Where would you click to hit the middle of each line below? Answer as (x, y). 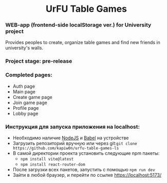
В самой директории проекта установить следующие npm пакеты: (86, 153)
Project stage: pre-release (39, 61)
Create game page (32, 97)
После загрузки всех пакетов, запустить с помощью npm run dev (84, 169)
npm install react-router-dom (53, 165)
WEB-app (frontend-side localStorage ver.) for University (78, 25)
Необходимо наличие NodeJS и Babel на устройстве (71, 138)
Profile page (26, 108)
